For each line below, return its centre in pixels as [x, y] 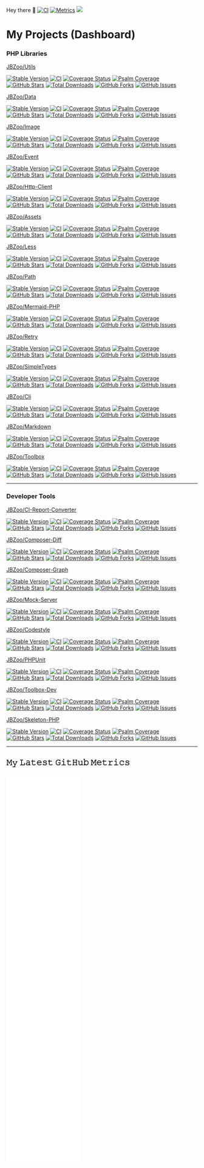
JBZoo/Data [21, 97]
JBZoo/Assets [24, 217]
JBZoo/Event [22, 157]
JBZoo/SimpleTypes [31, 367]
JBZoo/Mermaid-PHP [33, 307]
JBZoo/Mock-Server [32, 599]
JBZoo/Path [21, 277]
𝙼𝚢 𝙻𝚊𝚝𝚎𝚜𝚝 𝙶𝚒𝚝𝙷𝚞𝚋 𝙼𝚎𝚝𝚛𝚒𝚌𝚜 [68, 763]
